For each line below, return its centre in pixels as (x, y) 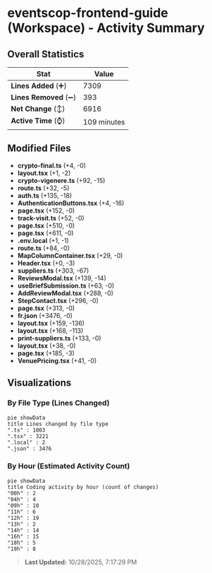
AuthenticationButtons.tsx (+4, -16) (71, 203)
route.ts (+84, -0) (44, 248)
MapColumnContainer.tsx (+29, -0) (70, 255)
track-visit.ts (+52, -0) (51, 218)
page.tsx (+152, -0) (46, 211)
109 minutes (104, 122)
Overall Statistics (46, 54)
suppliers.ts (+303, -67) (53, 271)
